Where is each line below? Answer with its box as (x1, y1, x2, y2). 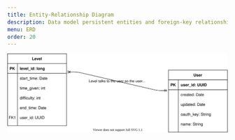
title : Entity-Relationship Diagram (7, 11, 114, 18)
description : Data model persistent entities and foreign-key (7, 18, 192, 26)
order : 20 (7, 33, 36, 40)
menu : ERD (7, 26, 36, 33)
